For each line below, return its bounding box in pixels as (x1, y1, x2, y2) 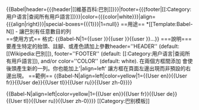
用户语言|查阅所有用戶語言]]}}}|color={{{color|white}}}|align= (6, 13, 156, 20)
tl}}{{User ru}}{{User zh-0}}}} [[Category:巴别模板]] (23, 98, 150, 104)
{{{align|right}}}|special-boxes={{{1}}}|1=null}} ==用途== (6, 21, 145, 27)
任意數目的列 (40, 28, 72, 35)
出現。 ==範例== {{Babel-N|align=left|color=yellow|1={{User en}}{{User (11, 72, 188, 79)
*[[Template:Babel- (146, 21, 193, 27)
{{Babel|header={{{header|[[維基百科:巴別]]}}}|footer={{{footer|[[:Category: (6, 6, 191, 12)
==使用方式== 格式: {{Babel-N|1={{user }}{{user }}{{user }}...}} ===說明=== (6, 35, 192, 42)
